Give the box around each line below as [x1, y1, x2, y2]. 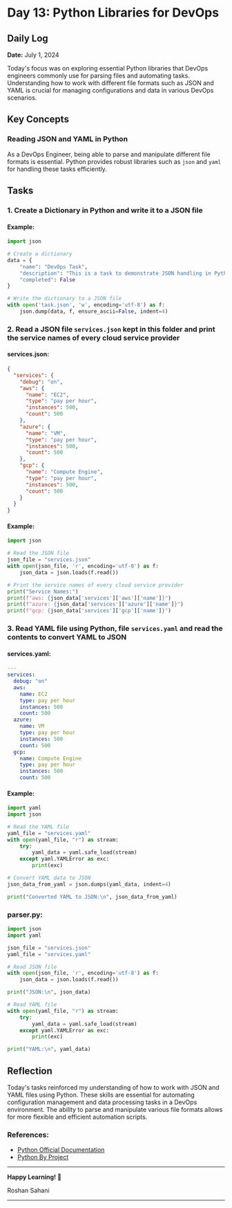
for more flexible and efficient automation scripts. [7, 1113, 148, 1121]
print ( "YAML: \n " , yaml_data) [7, 1046, 91, 1053]
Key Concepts [7, 113, 69, 125]
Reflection [7, 1065, 53, 1077]
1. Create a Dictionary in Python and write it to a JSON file [7, 205, 203, 215]
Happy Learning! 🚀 [7, 1173, 62, 1181]
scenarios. [7, 93, 37, 102]
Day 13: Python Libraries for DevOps [7, 5, 220, 21]
